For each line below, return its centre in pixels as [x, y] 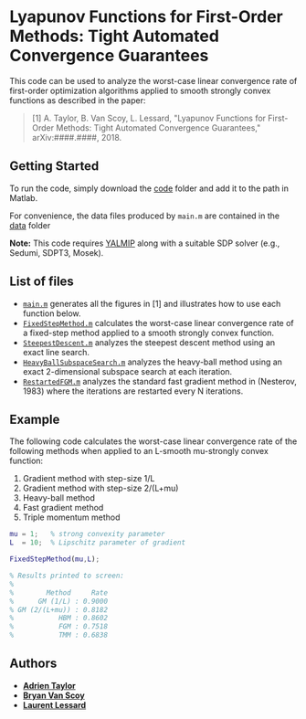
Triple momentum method [71, 517]
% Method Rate [58, 592]
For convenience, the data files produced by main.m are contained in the [145, 216]
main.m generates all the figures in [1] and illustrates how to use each [152, 303]
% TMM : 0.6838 [58, 635]
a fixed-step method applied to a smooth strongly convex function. [148, 333]
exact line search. [56, 352]
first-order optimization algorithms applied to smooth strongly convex [140, 90]
